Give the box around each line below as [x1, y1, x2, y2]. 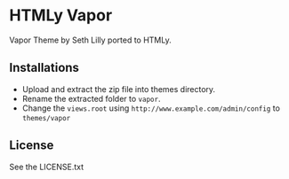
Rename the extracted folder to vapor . [21, 93, 161, 104]
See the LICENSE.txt [9, 161, 84, 172]
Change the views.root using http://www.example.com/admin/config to [21, 103, 280, 113]
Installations [9, 60, 80, 75]
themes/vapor [21, 113, 71, 122]
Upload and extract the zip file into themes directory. [21, 83, 216, 94]
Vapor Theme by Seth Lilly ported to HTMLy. [9, 35, 172, 45]
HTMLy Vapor [9, 5, 113, 26]
